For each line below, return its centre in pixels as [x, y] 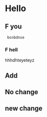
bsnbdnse [16, 37]
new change [24, 109]
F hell [12, 50]
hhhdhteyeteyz [20, 60]
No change [22, 92]
